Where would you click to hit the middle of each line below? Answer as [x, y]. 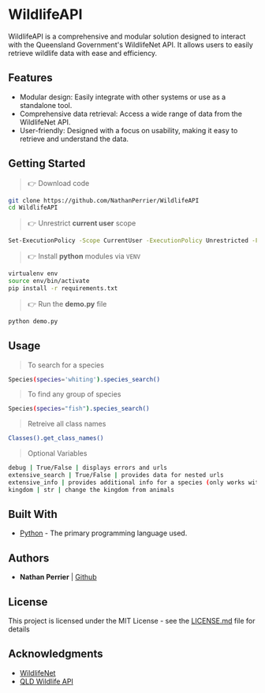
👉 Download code [58, 183]
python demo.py [33, 321]
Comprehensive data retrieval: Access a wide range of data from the [131, 114]
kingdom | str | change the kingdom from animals [91, 490]
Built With [33, 514]
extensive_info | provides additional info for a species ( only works [127, 482]
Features [30, 78]
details [19, 629]
